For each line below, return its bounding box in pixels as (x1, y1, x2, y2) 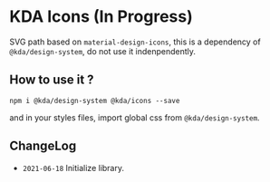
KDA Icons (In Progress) (9, 6, 193, 27)
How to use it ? (9, 72, 94, 88)
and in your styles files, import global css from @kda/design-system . (9, 111, 260, 123)
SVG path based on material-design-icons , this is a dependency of (9, 36, 261, 47)
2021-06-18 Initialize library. (22, 162, 125, 173)
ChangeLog (9, 139, 77, 154)
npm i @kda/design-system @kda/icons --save (9, 96, 180, 105)
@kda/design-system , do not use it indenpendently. (9, 45, 197, 56)
